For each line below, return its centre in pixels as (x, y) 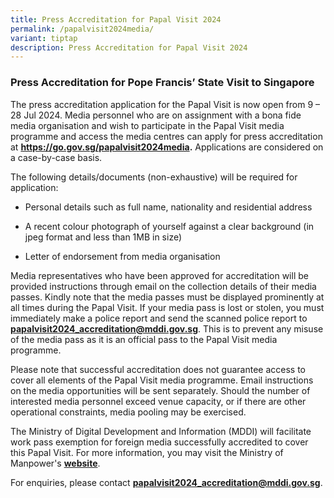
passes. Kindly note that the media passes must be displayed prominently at (167, 297)
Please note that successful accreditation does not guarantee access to (158, 369)
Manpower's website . (55, 463)
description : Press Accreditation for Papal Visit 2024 (129, 47)
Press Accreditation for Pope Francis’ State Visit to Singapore (162, 83)
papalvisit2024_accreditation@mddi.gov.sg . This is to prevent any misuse (167, 328)
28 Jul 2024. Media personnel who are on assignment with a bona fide (156, 115)
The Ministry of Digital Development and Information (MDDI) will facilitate (161, 431)
